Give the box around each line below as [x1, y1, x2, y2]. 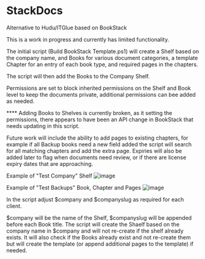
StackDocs [6, 4, 63, 18]
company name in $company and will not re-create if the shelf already [6, 227, 184, 235]
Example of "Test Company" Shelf [6, 172, 93, 179]
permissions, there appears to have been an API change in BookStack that [6, 116, 194, 123]
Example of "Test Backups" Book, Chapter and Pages [6, 184, 141, 191]
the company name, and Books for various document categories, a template [6, 54, 198, 61]
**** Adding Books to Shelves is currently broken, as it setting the [6, 109, 173, 116]
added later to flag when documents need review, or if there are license [6, 154, 187, 161]
